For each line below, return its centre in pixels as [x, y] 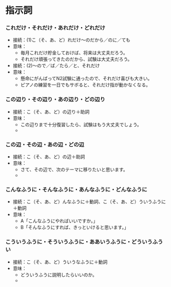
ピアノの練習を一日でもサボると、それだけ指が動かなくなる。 [85, 85]
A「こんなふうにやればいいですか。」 [59, 221]
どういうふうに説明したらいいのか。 [59, 275]
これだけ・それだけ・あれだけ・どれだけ [55, 28]
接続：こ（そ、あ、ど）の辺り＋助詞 [51, 111]
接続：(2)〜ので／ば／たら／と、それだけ [56, 66]
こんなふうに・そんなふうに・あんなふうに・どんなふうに [76, 189]
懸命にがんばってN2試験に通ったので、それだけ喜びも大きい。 [86, 79]
